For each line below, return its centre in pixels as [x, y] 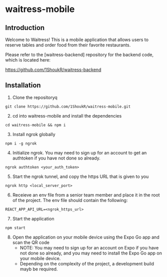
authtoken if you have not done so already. [56, 158]
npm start [15, 228]
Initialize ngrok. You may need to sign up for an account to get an [79, 152]
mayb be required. [39, 269]
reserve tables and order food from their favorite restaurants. [68, 45]
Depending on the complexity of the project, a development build [87, 263]
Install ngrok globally [34, 134]
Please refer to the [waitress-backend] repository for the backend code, [79, 54]
